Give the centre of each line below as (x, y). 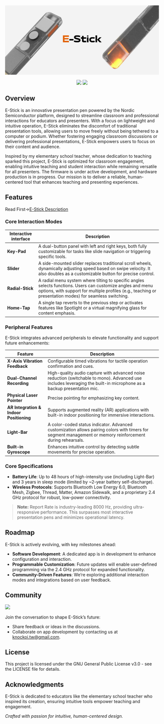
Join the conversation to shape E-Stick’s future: (53, 617)
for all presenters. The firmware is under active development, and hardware (81, 171)
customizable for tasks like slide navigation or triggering (94, 251)
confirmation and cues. (71, 366)
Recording (18, 383)
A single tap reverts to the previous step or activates (91, 303)
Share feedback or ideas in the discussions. (56, 626)
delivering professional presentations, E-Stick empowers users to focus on (80, 141)
